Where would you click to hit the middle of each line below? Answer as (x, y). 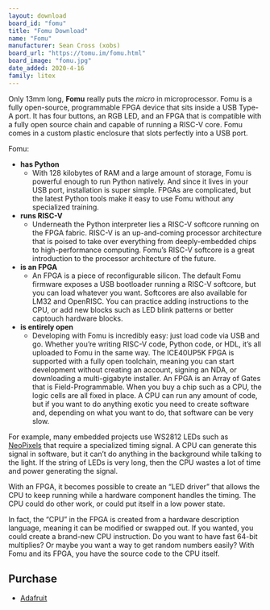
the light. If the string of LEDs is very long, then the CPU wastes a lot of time (135, 462)
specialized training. (65, 207)
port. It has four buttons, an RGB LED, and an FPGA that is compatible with (138, 116)
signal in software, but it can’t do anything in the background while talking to (135, 454)
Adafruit (33, 598)
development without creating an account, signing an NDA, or (135, 369)
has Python (39, 164)
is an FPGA (39, 267)
